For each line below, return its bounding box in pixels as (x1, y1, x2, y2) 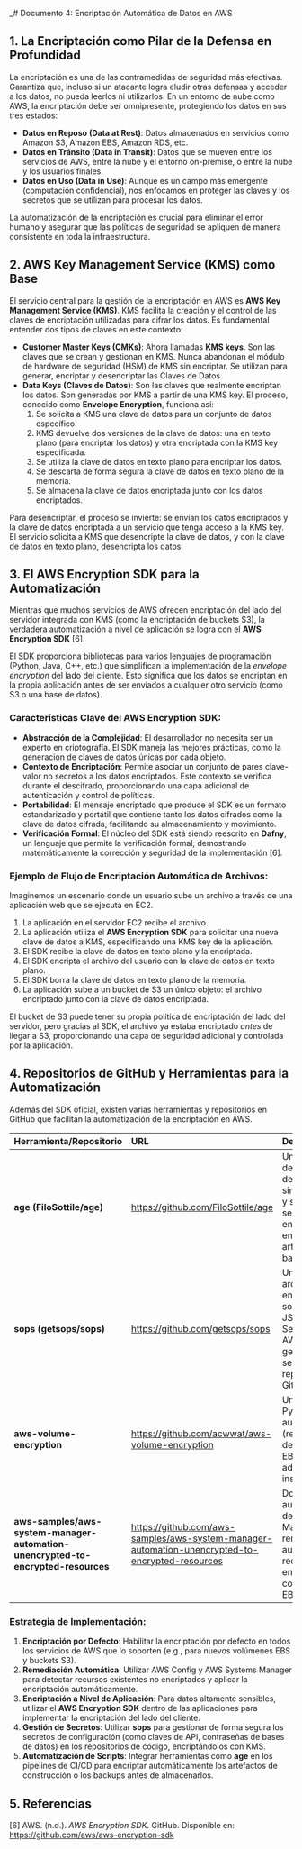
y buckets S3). (22, 1655, 76, 1666)
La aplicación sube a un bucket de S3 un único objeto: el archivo (22, 984, 262, 995)
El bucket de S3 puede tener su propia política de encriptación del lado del (9, 1011, 286, 1022)
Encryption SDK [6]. (9, 633, 85, 644)
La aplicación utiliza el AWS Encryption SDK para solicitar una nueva (22, 927, 279, 938)
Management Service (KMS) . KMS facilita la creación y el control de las (9, 305, 277, 315)
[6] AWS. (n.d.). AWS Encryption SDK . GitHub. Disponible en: (9, 1819, 235, 1830)
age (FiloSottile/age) (13, 1200, 103, 1213)
